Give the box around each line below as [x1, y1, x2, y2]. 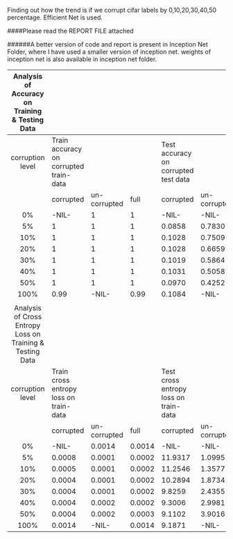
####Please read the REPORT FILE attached [7, 27, 134, 35]
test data [161, 175, 191, 184]
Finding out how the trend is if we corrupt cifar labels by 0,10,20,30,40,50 [7, 6, 217, 14]
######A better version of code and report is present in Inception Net [7, 40, 208, 48]
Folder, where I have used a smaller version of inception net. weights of [7, 48, 212, 56]
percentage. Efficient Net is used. [7, 13, 103, 22]
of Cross [13, 312, 42, 321]
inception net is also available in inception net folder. [7, 55, 157, 63]
